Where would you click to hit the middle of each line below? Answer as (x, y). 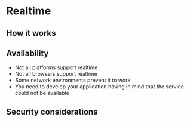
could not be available (42, 93)
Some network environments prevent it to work (73, 80)
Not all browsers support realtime (56, 74)
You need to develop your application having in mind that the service (99, 87)
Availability (27, 53)
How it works (31, 33)
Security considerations (52, 112)
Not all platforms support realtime (56, 67)
